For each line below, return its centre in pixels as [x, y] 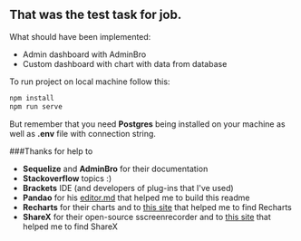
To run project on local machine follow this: [90, 82]
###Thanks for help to [51, 151]
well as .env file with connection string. [83, 133]
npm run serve [36, 106]
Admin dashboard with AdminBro [84, 54]
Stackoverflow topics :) [67, 178]
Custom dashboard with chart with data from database [125, 63]
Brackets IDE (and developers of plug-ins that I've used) [128, 188]
